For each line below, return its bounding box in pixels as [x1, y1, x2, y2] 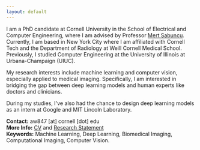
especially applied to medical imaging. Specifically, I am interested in [6, 75, 177, 82]
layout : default [6, 8, 47, 15]
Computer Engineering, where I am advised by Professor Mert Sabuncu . [6, 31, 184, 39]
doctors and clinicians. [6, 88, 62, 95]
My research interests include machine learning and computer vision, [6, 68, 178, 76]
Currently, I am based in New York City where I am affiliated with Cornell [6, 38, 185, 45]
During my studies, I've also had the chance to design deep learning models [6, 100, 195, 107]
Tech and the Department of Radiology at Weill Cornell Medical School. [6, 44, 182, 52]
